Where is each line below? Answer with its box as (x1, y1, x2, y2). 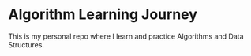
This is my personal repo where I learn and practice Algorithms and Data (8, 32, 244, 41)
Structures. (8, 39, 45, 49)
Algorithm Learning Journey (8, 6, 197, 24)
